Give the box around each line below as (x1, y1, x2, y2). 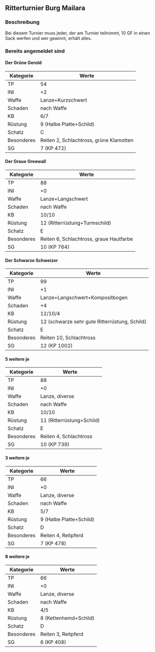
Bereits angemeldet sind (5, 47, 65, 54)
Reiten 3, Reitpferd (40, 630, 83, 637)
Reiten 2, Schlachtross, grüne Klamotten (40, 137, 134, 144)
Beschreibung (5, 19, 40, 26)
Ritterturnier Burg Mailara (5, 4, 85, 12)
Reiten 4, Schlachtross (40, 433, 93, 440)
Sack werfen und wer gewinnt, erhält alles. (5, 35, 92, 41)
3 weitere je (5, 455, 30, 461)
